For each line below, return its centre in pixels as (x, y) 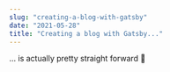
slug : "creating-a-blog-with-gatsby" (78, 17)
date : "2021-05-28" (45, 25)
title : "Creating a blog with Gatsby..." (86, 33)
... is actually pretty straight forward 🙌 (78, 59)
